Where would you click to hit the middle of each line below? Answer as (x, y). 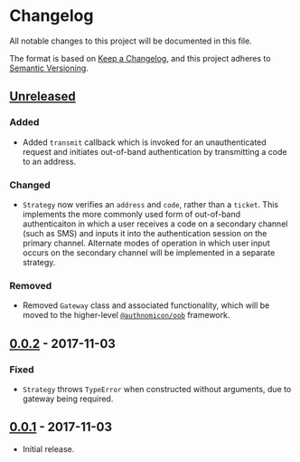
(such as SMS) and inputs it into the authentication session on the (145, 233)
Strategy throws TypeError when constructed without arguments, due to (157, 389)
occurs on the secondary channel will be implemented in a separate (149, 252)
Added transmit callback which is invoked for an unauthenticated (144, 142)
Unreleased (43, 96)
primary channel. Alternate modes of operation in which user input (146, 243)
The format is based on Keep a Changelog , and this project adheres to (140, 58)
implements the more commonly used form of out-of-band (131, 214)
